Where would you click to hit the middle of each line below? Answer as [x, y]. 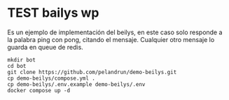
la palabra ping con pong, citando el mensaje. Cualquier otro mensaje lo [111, 39]
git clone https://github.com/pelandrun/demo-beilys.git [92, 72]
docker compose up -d [39, 90]
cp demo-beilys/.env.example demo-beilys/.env [76, 84]
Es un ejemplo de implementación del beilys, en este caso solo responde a [115, 32]
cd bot [17, 66]
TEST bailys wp [53, 13]
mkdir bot [22, 60]
